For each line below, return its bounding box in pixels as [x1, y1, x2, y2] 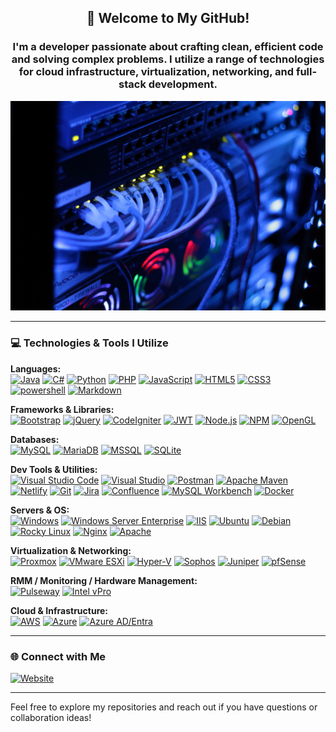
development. [148, 77, 218, 91]
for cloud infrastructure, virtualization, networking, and [18, 65, 295, 79]
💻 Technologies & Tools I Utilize [10, 336, 169, 350]
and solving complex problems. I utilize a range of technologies [11, 52, 325, 66]
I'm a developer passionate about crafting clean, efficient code [12, 40, 324, 54]
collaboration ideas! [10, 711, 92, 723]
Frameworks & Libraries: [10, 403, 115, 415]
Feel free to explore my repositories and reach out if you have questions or [10, 701, 318, 713]
